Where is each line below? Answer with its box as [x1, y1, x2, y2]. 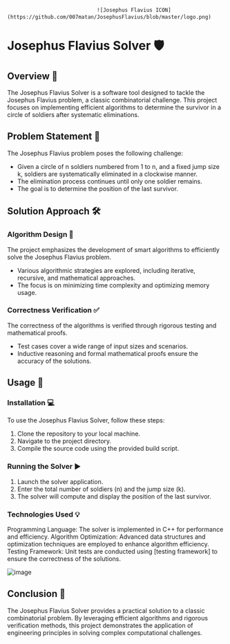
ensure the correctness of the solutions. [7, 555, 121, 563]
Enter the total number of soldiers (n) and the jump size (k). [17, 485, 186, 493]
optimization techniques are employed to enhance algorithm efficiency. [7, 540, 209, 548]
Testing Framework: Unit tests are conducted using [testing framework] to [7, 547, 218, 556]
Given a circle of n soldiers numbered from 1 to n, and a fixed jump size [17, 162, 220, 170]
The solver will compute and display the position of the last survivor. [17, 492, 212, 501]
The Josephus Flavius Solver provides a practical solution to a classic [7, 606, 205, 615]
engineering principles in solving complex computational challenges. [7, 628, 202, 636]
